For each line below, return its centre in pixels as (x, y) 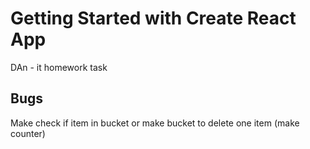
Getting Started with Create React (153, 18)
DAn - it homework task (59, 67)
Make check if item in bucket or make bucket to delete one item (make (155, 123)
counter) (28, 133)
